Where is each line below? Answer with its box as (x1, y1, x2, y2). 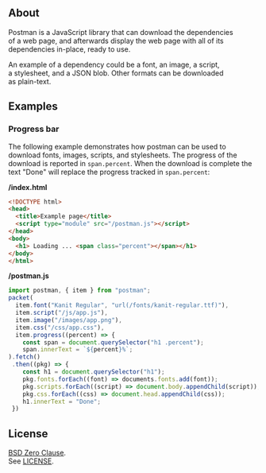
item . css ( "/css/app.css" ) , (15, 324, 105, 331)
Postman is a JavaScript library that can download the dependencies (8, 27, 233, 37)
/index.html (8, 182, 48, 192)
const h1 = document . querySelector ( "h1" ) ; (22, 368, 165, 376)
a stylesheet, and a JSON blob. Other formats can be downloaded (8, 68, 224, 78)
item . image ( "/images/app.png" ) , (15, 316, 123, 324)
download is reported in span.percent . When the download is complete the (8, 158, 253, 168)
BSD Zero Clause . (8, 448, 66, 458)
